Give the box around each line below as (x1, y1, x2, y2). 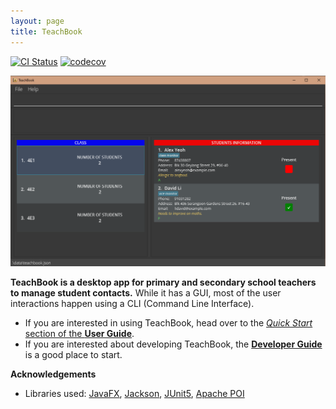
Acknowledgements (10, 368, 97, 380)
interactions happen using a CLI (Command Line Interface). (10, 298, 255, 310)
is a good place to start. (24, 349, 123, 361)
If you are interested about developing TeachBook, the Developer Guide (24, 338, 323, 350)
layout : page (10, 16, 65, 26)
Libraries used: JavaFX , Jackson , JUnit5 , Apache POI (24, 388, 245, 400)
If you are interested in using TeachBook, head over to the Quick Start (24, 317, 313, 329)
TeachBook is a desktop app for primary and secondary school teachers (10, 276, 317, 289)
